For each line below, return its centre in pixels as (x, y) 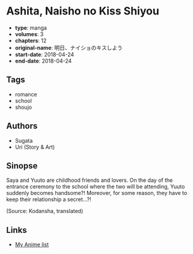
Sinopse (22, 166)
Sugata (24, 140)
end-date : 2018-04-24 (43, 61)
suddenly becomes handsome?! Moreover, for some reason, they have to (97, 193)
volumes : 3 (29, 34)
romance (26, 94)
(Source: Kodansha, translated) (45, 211)
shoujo (23, 107)
